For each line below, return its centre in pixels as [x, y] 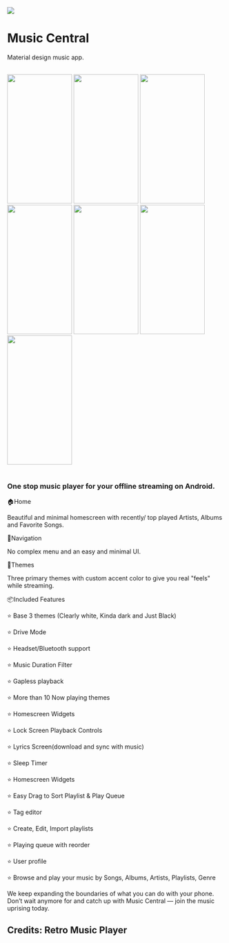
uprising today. [28, 909]
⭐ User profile [27, 862]
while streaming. [31, 586]
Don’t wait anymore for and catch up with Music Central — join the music [111, 901]
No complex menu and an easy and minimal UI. [74, 551]
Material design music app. [46, 57]
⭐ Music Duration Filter [40, 665]
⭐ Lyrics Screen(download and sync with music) [76, 747]
